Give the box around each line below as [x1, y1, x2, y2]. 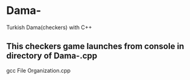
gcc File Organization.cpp [6, 67, 71, 74]
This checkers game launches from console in [6, 41, 185, 52]
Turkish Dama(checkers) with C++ [6, 24, 92, 31]
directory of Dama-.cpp [6, 51, 98, 61]
